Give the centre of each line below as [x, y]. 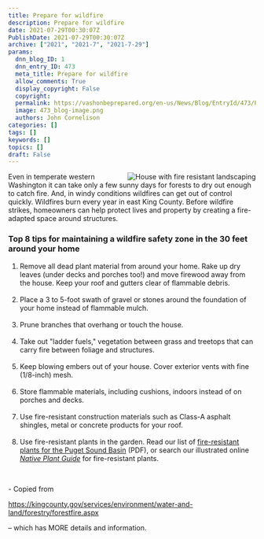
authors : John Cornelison [58, 118]
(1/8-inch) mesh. [46, 375]
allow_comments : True [51, 81]
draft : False [29, 154]
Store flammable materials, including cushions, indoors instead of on [130, 391]
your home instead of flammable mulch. [84, 308]
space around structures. [77, 219]
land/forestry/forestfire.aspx [54, 512]
